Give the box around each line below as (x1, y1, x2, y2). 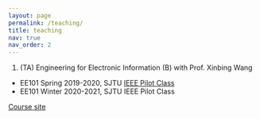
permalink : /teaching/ (8, 19, 83, 27)
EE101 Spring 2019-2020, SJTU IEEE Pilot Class (19, 79, 175, 88)
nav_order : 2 (8, 41, 52, 49)
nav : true (8, 33, 41, 42)
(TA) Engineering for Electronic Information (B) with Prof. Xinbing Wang (19, 63, 253, 72)
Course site (8, 102, 46, 112)
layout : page (8, 11, 52, 20)
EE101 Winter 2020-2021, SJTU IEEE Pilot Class (19, 86, 175, 96)
